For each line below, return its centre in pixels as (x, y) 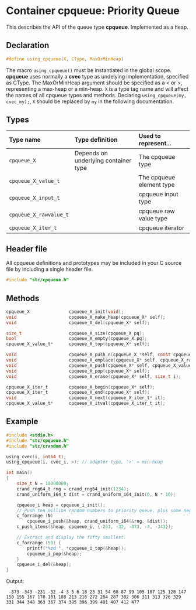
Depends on (91, 154)
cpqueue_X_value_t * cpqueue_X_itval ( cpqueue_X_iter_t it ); (86, 403)
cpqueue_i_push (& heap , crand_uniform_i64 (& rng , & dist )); (97, 522)
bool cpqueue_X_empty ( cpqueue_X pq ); (77, 339)
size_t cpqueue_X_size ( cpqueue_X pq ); (75, 333)
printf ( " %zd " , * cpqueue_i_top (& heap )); (77, 548)
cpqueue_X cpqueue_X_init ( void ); (65, 312)
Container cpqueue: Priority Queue (93, 11)
